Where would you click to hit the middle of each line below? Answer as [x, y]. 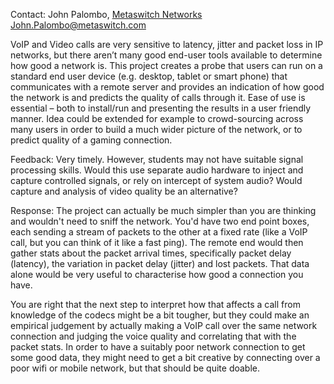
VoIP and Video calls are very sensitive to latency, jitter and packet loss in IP [167, 44]
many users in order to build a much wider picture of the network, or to [156, 129]
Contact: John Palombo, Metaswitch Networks [106, 14]
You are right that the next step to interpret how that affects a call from [155, 304]
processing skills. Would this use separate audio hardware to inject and [157, 170]
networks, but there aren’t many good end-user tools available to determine [166, 55]
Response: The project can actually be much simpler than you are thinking [163, 210]
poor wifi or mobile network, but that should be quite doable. [135, 368]
